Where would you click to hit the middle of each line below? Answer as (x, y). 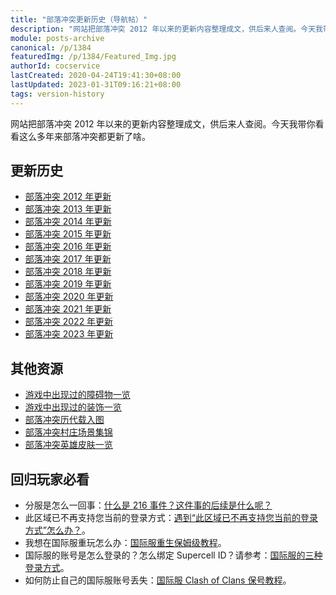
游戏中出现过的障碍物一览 (77, 395)
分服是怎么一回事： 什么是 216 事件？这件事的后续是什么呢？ (148, 505)
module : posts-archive (57, 38)
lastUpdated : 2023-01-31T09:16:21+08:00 (96, 85)
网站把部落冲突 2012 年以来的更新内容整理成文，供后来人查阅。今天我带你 (163, 123)
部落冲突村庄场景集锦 (68, 432)
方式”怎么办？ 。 (57, 530)
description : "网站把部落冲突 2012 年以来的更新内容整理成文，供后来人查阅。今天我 (166, 29)
